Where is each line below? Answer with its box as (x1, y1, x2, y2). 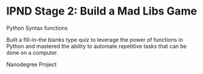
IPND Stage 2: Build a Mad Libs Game (6, 4, 198, 18)
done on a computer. (6, 49, 59, 56)
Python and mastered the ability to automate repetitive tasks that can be (6, 42, 187, 50)
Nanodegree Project (6, 61, 57, 68)
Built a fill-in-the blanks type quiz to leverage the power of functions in (6, 36, 184, 43)
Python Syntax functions (6, 24, 68, 32)
